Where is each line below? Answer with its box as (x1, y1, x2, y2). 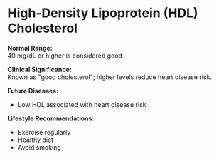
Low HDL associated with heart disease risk (17, 100, 146, 108)
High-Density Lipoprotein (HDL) (7, 5, 198, 21)
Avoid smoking (17, 143, 62, 151)
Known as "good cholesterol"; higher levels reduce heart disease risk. (7, 73, 212, 81)
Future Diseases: (7, 86, 59, 95)
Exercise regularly (17, 128, 71, 136)
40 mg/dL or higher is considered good (7, 51, 123, 60)
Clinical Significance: (7, 65, 73, 73)
